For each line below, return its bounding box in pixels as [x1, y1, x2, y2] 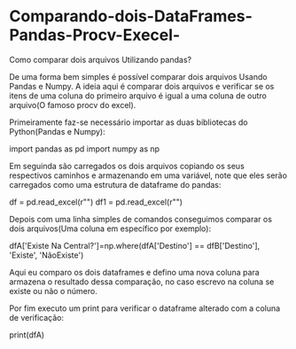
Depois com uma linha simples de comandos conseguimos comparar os [9, 213, 273, 224]
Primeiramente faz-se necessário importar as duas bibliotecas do [9, 117, 248, 128]
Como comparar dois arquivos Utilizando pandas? [9, 54, 192, 65]
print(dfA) [9, 330, 45, 340]
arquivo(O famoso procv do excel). [9, 99, 136, 110]
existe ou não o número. [9, 285, 97, 296]
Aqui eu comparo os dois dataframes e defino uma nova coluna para [9, 267, 260, 277]
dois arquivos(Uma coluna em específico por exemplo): [9, 223, 211, 234]
